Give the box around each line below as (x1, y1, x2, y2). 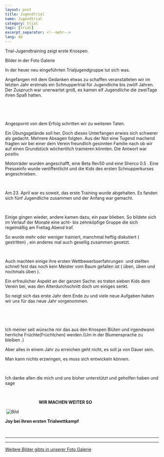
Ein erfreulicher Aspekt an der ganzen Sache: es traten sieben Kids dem (5, 278, 150, 284)
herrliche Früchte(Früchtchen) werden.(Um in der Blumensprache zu (5, 331, 143, 337)
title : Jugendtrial (5, 12, 45, 17)
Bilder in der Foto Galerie (5, 57, 55, 63)
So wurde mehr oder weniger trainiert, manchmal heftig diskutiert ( (5, 234, 140, 240)
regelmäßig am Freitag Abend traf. (5, 224, 74, 230)
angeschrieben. (5, 171, 37, 177)
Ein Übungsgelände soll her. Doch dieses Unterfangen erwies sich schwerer (5, 130, 158, 136)
